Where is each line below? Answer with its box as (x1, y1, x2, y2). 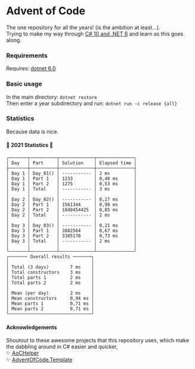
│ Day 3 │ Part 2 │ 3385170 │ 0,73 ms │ (6, 233, 137, 239)
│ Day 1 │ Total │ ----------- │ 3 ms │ (6, 186, 137, 192)
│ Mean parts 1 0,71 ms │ (6, 301, 95, 307)
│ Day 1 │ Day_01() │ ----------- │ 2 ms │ (6, 171, 137, 177)
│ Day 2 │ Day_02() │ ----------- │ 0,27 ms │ (6, 196, 137, 203)
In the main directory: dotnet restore (6, 93, 97, 101)
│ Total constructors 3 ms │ (6, 270, 95, 276)
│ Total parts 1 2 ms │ (6, 275, 95, 281)
